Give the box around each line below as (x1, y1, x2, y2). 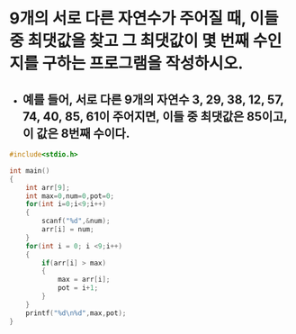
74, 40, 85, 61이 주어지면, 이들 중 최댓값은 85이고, (22, 109, 288, 124)
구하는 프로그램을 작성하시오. (41, 53, 244, 74)
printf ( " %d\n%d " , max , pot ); (25, 308, 127, 318)
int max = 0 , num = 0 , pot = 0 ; (25, 191, 115, 201)
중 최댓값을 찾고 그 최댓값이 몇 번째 (9, 31, 250, 51)
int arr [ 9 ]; (25, 183, 70, 192)
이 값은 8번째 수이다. (22, 125, 130, 140)
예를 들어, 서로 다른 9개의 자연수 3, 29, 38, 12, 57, (22, 92, 284, 107)
